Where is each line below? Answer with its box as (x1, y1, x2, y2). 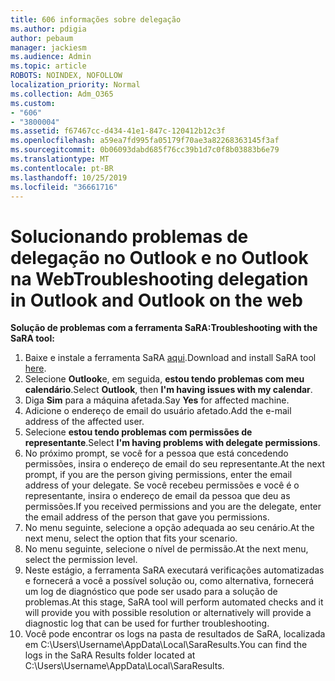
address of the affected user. (24, 416, 145, 428)
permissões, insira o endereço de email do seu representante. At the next (24, 458, 325, 470)
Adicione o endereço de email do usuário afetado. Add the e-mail (24, 405, 292, 417)
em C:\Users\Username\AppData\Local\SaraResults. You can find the (24, 639, 308, 651)
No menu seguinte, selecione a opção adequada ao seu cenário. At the (24, 522, 315, 534)
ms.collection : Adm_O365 (10, 89, 114, 99)
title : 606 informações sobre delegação (10, 14, 182, 25)
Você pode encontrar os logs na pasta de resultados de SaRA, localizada (24, 628, 326, 640)
